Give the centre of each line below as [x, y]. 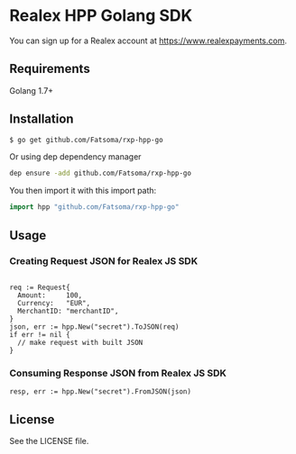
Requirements [50, 69]
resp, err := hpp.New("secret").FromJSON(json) [101, 392]
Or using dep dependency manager [75, 157]
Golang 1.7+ [32, 90]
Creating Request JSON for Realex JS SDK [104, 260]
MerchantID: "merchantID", [68, 311]
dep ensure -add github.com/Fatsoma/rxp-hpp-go [101, 173]
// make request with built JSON [80, 342]
